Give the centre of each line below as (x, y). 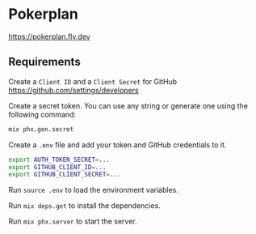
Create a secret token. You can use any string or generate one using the (128, 105)
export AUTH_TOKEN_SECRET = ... (59, 160)
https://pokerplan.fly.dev (49, 36)
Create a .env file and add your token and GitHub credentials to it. (118, 145)
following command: (42, 114)
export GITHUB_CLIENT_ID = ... (57, 167)
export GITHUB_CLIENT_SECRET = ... (65, 175)
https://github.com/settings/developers (73, 90)
